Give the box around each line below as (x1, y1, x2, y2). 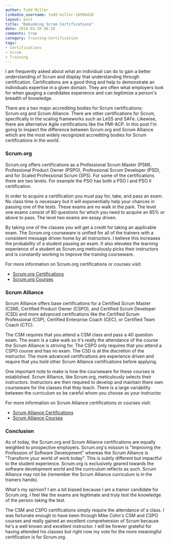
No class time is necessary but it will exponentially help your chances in (5, 198, 155, 204)
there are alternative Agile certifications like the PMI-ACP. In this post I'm (5, 121, 157, 127)
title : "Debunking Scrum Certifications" (5, 21, 94, 27)
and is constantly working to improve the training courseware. (5, 251, 135, 257)
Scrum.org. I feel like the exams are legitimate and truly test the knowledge (5, 492, 161, 498)
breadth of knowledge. (5, 95, 53, 101)
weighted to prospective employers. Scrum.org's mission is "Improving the (5, 444, 161, 451)
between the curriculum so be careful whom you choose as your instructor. (5, 390, 162, 396)
